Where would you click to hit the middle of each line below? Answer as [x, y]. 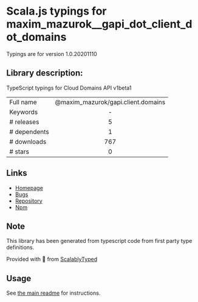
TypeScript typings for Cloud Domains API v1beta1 [69, 88]
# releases [24, 122]
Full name [23, 102]
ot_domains [36, 37]
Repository [29, 201]
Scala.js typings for [56, 11]
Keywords [24, 112]
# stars [19, 152]
